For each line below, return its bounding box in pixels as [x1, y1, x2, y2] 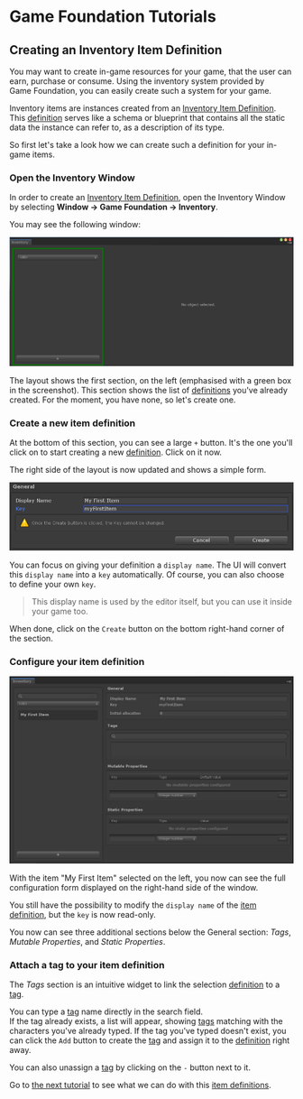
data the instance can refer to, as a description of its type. [9, 122, 225, 133]
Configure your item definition [9, 656, 145, 668]
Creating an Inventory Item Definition [9, 42, 223, 58]
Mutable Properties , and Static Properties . [9, 936, 166, 947]
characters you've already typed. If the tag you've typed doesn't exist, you [9, 1025, 287, 1036]
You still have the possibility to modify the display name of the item [9, 900, 257, 910]
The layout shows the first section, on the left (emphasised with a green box [9, 375, 291, 386]
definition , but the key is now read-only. [9, 909, 156, 919]
